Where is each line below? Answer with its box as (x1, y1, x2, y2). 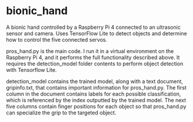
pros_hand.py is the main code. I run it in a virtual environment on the (6, 47, 174, 54)
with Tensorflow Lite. (6, 66, 57, 73)
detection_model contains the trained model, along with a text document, (6, 78, 184, 85)
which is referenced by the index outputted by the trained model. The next (6, 96, 187, 104)
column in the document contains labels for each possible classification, (6, 90, 181, 97)
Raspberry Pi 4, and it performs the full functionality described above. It (6, 54, 180, 61)
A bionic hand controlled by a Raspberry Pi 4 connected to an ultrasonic (6, 24, 181, 31)
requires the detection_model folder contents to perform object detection (6, 60, 184, 67)
